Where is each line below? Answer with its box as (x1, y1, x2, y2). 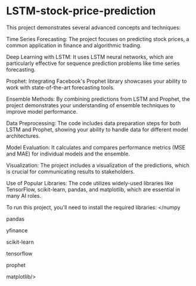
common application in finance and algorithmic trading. (6, 42, 142, 49)
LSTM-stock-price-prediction (6, 4, 156, 18)
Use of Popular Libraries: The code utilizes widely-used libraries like (6, 179, 174, 186)
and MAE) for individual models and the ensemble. (6, 150, 130, 157)
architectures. (6, 132, 41, 139)
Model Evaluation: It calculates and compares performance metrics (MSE (6, 144, 186, 151)
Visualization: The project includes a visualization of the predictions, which (6, 161, 189, 169)
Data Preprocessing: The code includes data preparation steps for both (6, 119, 181, 126)
